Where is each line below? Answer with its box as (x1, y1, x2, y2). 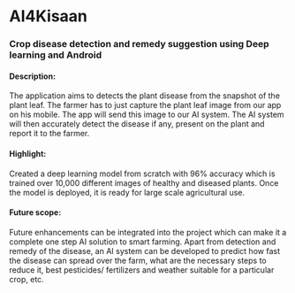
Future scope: (9, 207, 62, 218)
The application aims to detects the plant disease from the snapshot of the (9, 90, 281, 101)
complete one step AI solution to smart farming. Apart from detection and (9, 236, 276, 247)
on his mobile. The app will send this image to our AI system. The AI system (9, 109, 284, 120)
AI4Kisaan (9, 6, 88, 27)
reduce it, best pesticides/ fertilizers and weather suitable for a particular (9, 264, 275, 275)
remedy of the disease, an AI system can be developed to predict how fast (9, 245, 281, 256)
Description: (9, 71, 56, 81)
